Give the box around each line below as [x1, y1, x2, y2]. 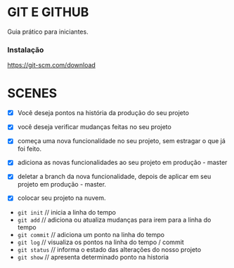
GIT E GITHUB [7, 4, 89, 20]
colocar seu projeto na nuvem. [17, 194, 106, 202]
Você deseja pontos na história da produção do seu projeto [17, 109, 190, 117]
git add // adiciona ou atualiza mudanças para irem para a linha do [17, 215, 212, 224]
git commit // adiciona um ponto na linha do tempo [17, 230, 165, 239]
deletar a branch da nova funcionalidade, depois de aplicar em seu [17, 173, 212, 181]
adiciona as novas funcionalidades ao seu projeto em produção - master [17, 159, 228, 167]
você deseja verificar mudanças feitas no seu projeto [17, 123, 172, 131]
